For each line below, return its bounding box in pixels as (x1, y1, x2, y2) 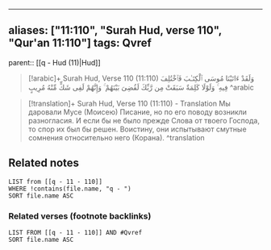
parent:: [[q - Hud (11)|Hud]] (8, 57, 101, 67)
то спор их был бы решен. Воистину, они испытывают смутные (27, 124, 248, 134)
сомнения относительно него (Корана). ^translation (27, 132, 206, 142)
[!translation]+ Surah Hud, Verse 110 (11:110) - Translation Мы (27, 98, 231, 108)
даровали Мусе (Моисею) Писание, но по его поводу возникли (27, 106, 248, 117)
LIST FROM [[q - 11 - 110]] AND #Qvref (8, 228, 143, 236)
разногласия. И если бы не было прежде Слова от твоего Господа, (27, 115, 261, 125)
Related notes (8, 156, 79, 170)
